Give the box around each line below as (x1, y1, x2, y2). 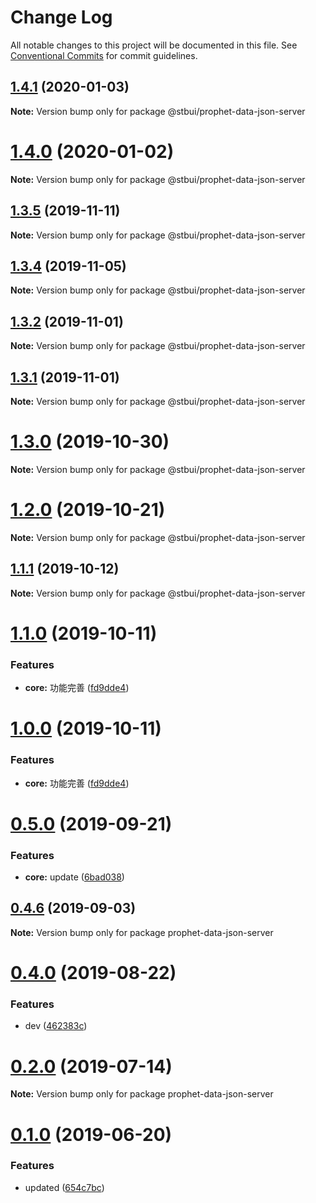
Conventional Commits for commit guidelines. (10, 49, 198, 61)
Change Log (10, 6, 113, 29)
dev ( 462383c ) (24, 1020, 88, 1032)
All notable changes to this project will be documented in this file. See (10, 39, 298, 51)
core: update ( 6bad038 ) (24, 871, 125, 883)
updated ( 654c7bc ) (24, 1181, 105, 1193)
